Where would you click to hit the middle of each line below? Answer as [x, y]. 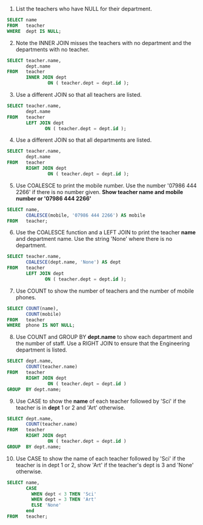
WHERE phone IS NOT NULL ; [41, 325]
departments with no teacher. [52, 49]
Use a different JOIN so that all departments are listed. [84, 140]
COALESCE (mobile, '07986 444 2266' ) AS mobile [86, 215]
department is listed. [41, 350]
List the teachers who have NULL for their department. [84, 9]
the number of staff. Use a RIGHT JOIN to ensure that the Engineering [103, 344]
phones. [26, 297]
